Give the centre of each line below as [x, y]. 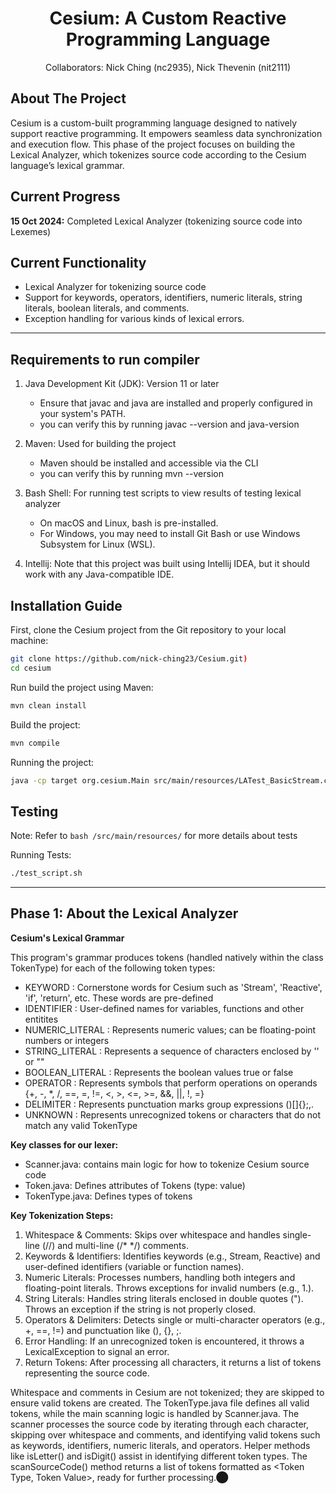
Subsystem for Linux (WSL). [97, 544]
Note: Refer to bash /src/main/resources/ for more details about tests [154, 836]
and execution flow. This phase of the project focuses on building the [153, 144]
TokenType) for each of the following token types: [113, 968]
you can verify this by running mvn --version [131, 474]
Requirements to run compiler [105, 359]
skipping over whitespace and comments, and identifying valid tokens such [165, 1434]
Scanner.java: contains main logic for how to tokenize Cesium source [167, 1164]
